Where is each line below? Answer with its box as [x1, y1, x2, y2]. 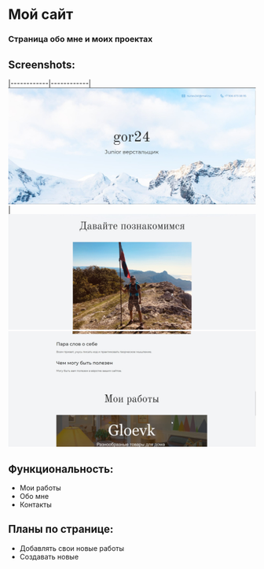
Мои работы [19, 482, 61, 493]
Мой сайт [8, 6, 74, 24]
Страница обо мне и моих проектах [8, 34, 153, 45]
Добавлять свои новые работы [19, 543, 124, 552]
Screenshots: [8, 57, 76, 72]
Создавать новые [19, 552, 79, 561]
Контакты [19, 500, 53, 509]
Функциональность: [8, 462, 114, 475]
